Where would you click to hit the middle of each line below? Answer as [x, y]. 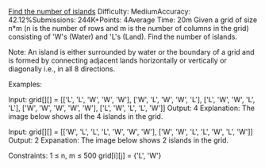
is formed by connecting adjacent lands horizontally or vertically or [118, 60]
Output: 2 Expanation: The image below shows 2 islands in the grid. [118, 140]
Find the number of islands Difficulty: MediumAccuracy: [100, 11]
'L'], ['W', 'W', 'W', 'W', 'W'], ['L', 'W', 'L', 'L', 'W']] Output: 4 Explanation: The [132, 108]
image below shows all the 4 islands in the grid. [86, 116]
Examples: [25, 84]
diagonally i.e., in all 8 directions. [62, 69]
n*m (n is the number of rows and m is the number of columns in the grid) [129, 28]
